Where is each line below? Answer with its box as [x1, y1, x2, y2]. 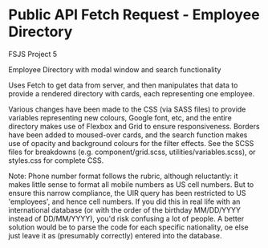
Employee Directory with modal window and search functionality [8, 64, 221, 74]
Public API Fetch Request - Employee [8, 6, 260, 24]
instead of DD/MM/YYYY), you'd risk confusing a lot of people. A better [8, 213, 245, 223]
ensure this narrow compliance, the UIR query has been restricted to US [8, 188, 246, 197]
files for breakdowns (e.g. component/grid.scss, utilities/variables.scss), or [8, 147, 256, 157]
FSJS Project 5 [8, 49, 58, 59]
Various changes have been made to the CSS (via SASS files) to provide [8, 104, 246, 114]
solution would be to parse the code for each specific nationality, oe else [8, 222, 249, 232]
